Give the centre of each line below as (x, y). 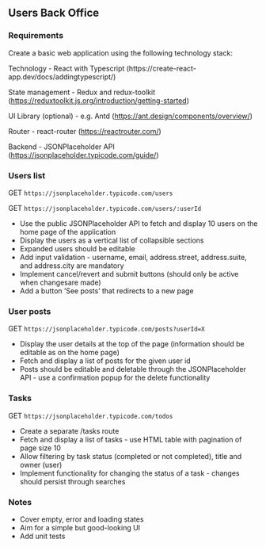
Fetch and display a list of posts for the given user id (105, 361)
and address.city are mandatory (72, 266)
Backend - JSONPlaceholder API (61, 147)
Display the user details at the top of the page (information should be (132, 344)
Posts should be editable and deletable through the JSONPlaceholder (133, 369)
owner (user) (41, 465)
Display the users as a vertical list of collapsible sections (112, 240)
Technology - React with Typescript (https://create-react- (102, 68)
